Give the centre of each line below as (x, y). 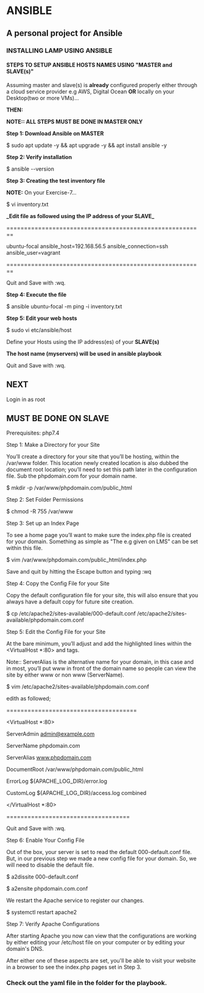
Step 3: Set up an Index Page (43, 523)
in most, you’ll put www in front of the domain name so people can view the (101, 669)
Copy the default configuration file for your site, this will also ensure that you (102, 596)
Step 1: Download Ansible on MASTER (55, 133)
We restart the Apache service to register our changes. (75, 900)
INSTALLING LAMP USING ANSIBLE (59, 51)
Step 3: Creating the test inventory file (56, 180)
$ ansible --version (30, 169)
